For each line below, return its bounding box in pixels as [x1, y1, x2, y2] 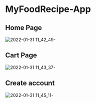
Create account [5, 79, 55, 87]
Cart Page [5, 51, 37, 59]
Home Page [5, 23, 42, 32]
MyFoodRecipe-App [5, 3, 91, 15]
